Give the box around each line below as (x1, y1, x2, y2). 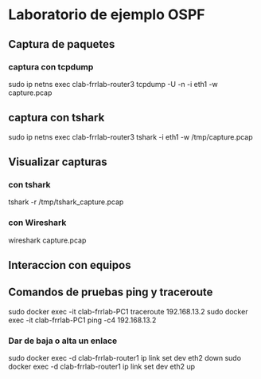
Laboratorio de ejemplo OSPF (8, 6, 205, 24)
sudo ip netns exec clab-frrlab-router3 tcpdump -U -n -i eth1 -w (8, 79, 219, 89)
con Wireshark (8, 217, 67, 228)
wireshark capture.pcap (8, 235, 87, 245)
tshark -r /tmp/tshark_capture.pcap (8, 197, 124, 207)
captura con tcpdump (8, 61, 94, 73)
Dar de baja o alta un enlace (8, 335, 118, 346)
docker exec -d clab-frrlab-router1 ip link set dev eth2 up (8, 361, 196, 372)
